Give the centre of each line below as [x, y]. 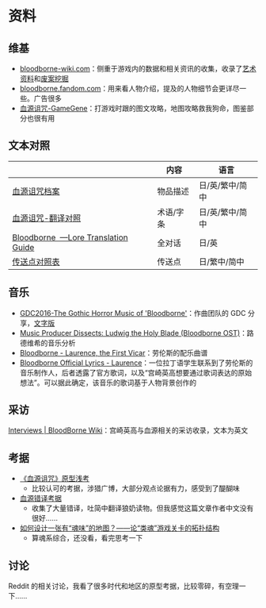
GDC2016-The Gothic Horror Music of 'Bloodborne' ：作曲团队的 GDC [133, 313]
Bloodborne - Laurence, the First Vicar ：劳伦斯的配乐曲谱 [114, 352]
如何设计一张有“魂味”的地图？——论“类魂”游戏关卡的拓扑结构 [120, 528]
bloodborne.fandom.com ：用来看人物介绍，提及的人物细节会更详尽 [129, 89]
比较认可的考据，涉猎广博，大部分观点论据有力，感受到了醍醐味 [135, 488]
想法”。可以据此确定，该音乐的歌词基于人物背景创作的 [108, 383]
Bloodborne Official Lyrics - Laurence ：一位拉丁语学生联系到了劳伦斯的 [136, 363]
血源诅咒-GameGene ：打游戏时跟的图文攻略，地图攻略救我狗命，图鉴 [133, 108]
